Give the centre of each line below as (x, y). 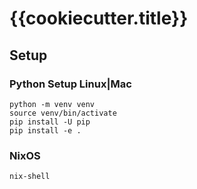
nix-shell (30, 177)
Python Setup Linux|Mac (70, 84)
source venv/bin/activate (63, 113)
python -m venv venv (52, 104)
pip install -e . (45, 130)
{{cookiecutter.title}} (99, 18)
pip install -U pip (50, 122)
